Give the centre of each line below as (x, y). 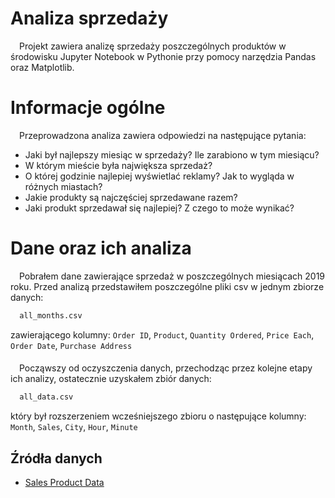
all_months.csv (51, 315)
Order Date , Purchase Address (71, 345)
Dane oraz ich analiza (101, 248)
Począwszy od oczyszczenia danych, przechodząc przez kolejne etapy (166, 368)
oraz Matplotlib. (42, 67)
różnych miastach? (63, 186)
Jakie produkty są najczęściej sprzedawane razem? (131, 197)
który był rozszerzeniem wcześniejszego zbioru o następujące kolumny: (158, 416)
